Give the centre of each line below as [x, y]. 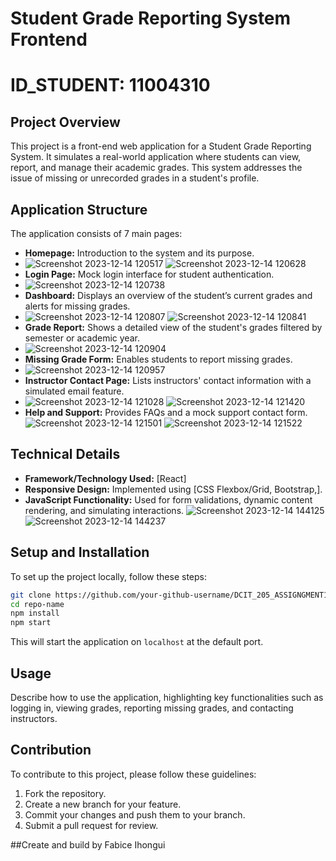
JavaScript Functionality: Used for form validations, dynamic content [168, 499]
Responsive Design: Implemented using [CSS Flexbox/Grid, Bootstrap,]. [173, 489]
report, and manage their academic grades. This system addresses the [156, 168]
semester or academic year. [82, 338]
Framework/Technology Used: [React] [105, 478]
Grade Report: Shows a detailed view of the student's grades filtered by [173, 327]
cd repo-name [37, 604]
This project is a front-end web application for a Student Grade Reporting [161, 146]
